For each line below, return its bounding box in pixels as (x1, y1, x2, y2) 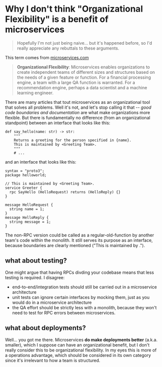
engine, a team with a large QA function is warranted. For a (17, 79, 135, 85)
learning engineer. (17, 90, 54, 96)
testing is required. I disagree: (5, 274, 65, 280)
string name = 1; (9, 206, 45, 212)
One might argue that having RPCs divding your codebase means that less (5, 269, 154, 275)
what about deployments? (5, 324, 86, 332)
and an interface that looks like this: (5, 159, 76, 165)
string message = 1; (9, 219, 51, 224)
